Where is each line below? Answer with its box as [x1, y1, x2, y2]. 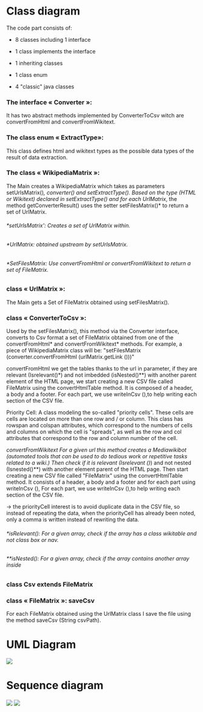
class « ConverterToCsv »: [6, 314, 87, 322]
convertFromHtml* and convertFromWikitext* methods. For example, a [6, 340, 182, 348]
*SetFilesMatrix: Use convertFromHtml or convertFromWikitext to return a [6, 259, 191, 267]
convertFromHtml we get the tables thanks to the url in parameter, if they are [6, 364, 198, 372]
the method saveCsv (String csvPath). [6, 616, 101, 624]
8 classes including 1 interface [15, 36, 91, 43]
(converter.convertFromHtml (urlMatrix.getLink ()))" [6, 353, 135, 360]
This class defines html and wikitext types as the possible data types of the [6, 147, 195, 154]
